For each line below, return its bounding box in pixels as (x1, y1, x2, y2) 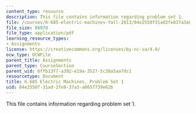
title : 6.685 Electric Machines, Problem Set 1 (6, 79, 124, 85)
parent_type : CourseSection (6, 62, 75, 69)
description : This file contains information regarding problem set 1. (6, 14, 184, 20)
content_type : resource (6, 8, 64, 15)
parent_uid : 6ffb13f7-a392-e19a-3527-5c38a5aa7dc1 (6, 68, 132, 74)
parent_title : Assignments (6, 57, 72, 63)
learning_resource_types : (6, 36, 69, 41)
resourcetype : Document (6, 73, 64, 79)
